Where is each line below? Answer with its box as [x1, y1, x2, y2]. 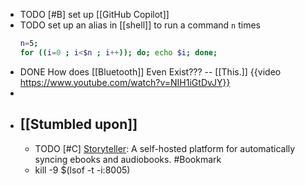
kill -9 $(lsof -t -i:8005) [34, 164, 131, 176]
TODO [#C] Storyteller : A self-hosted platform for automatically [34, 142, 296, 154]
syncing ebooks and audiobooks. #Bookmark [34, 153, 222, 165]
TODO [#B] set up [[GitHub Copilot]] [19, 9, 170, 20]
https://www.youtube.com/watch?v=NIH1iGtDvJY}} [19, 76, 231, 88]
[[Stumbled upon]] [19, 116, 138, 133]
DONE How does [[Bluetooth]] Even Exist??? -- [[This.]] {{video [19, 65, 282, 78]
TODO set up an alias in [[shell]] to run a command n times [19, 19, 262, 31]
